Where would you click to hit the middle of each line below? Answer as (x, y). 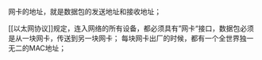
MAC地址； (48, 48)
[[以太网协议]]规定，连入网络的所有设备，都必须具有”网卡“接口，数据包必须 (131, 28)
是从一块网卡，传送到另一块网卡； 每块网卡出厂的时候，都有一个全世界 (124, 38)
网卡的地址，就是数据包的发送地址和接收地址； (85, 11)
